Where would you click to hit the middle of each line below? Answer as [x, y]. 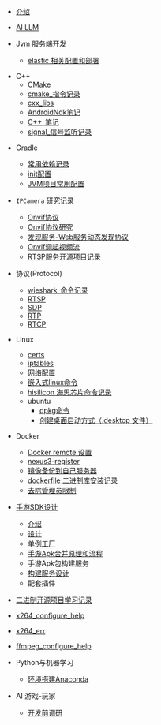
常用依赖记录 [48, 164]
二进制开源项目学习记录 [54, 600]
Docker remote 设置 [60, 452]
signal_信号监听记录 [60, 132]
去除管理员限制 [52, 490]
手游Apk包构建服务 [58, 563]
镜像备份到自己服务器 [62, 471]
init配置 [39, 174]
